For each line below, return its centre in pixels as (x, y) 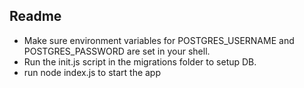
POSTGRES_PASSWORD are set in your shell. (117, 51)
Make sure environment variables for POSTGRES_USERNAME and (159, 40)
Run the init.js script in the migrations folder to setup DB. (140, 61)
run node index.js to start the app (92, 72)
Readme (35, 16)
